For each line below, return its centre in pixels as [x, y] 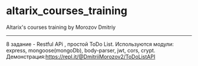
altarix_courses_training [67, 11]
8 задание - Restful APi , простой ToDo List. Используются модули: [90, 44]
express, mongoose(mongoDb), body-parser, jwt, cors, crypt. [81, 50]
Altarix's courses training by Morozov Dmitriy [61, 27]
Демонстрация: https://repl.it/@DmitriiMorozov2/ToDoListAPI [81, 57]
